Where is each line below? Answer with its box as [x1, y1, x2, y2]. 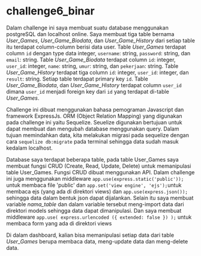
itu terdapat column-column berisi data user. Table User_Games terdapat [6, 43, 187, 50]
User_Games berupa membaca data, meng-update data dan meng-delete [6, 237, 188, 245]
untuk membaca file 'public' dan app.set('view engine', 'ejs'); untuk [6, 181, 182, 189]
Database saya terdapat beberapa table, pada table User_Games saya [6, 156, 179, 163]
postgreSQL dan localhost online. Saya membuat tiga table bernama [6, 30, 175, 37]
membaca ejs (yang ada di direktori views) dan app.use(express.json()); [6, 187, 188, 195]
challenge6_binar [6, 4, 95, 18]
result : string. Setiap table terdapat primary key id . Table [6, 75, 148, 82]
